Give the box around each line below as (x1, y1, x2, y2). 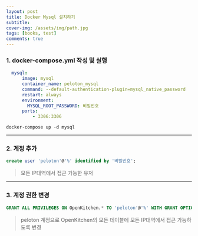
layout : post (6, 8, 38, 15)
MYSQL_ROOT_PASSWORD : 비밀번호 (27, 103, 99, 109)
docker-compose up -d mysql (6, 124, 75, 130)
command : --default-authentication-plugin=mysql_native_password (21, 86, 186, 92)
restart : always (21, 92, 62, 97)
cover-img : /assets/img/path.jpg (6, 25, 88, 31)
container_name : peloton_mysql (21, 81, 99, 87)
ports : (21, 108, 38, 114)
